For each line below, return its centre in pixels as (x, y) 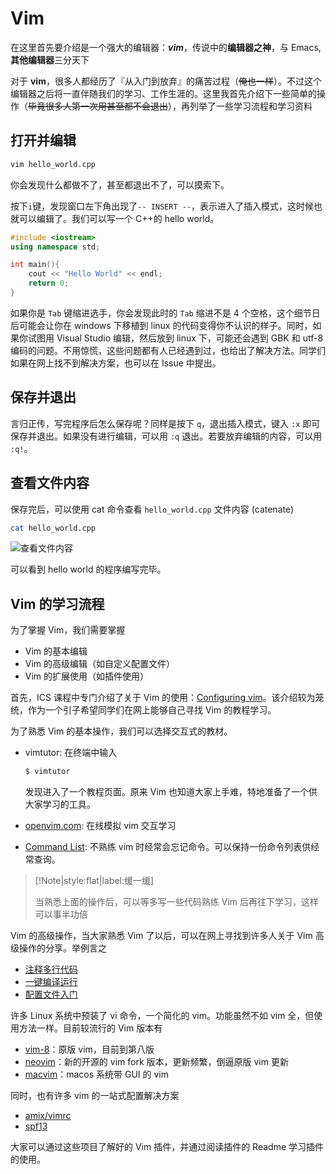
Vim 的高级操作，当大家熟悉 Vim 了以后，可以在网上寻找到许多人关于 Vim (161, 936)
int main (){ (35, 265)
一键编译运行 (51, 982)
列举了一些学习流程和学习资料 (251, 106)
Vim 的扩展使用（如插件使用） (87, 676)
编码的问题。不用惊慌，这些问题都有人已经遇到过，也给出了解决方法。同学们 (168, 350)
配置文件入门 (51, 994)
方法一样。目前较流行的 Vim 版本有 (90, 1028)
